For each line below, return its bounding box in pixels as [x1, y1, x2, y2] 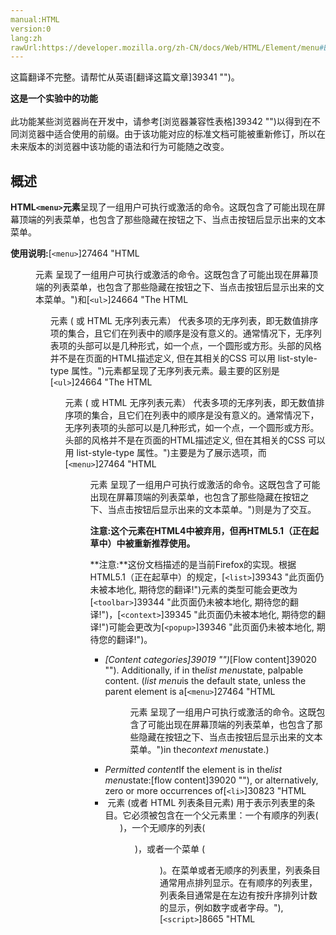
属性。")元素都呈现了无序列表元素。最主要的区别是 [71, 365, 280, 377]
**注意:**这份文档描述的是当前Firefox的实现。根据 [89, 559, 297, 571]
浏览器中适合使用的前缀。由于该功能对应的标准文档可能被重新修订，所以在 [18, 128, 326, 140]
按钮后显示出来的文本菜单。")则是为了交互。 [133, 504, 317, 516]
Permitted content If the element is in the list [104, 764, 283, 776]
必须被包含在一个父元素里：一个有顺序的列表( [131, 809, 319, 821]
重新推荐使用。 [133, 537, 196, 550]
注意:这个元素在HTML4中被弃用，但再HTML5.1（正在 [89, 525, 311, 537]
